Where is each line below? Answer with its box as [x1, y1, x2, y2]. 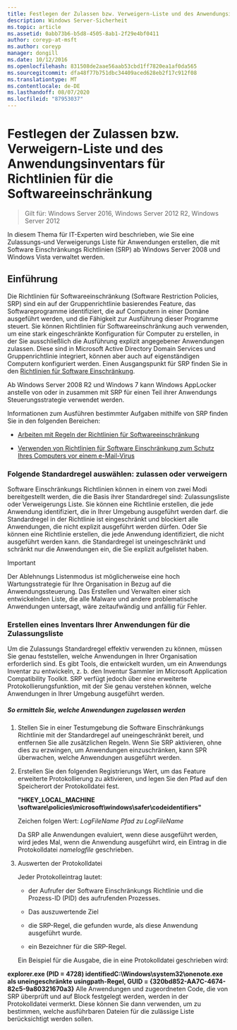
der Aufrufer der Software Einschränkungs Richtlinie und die [28, 886, 203, 895]
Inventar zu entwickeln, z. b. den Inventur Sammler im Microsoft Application [7, 667, 228, 675]
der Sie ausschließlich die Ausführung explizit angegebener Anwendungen [7, 336, 224, 345]
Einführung [7, 273, 58, 286]
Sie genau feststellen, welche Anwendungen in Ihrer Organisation [7, 652, 197, 661]
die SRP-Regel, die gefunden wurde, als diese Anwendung [28, 921, 198, 930]
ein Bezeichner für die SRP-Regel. [28, 943, 127, 951]
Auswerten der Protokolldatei [17, 859, 102, 868]
